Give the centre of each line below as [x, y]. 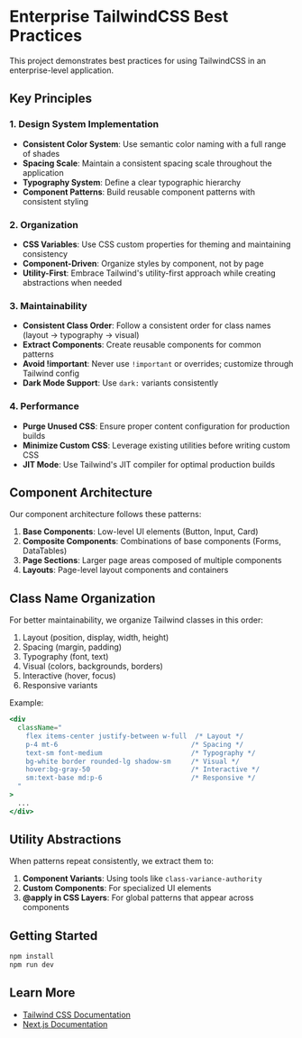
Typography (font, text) [65, 657]
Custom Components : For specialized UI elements [117, 888]
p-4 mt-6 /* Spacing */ [135, 744]
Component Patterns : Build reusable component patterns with [138, 192]
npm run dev [32, 965]
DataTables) [45, 551]
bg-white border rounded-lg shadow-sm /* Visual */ [133, 761]
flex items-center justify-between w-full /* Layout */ [135, 736]
